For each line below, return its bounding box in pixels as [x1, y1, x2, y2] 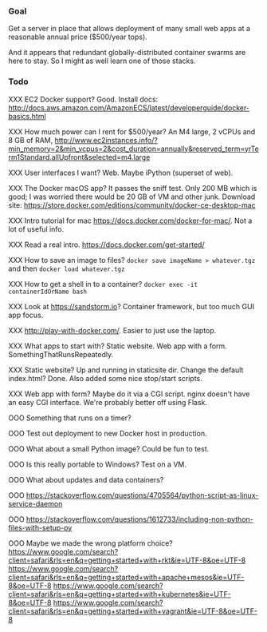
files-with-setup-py [8, 523, 73, 532]
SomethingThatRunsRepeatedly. [8, 349, 114, 359]
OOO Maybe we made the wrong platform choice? [8, 538, 174, 548]
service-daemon [8, 499, 63, 508]
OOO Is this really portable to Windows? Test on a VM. [8, 459, 187, 469]
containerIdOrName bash [8, 288, 88, 296]
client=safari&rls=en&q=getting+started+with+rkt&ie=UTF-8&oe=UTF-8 [8, 555, 246, 565]
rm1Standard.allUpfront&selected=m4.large [8, 152, 151, 161]
